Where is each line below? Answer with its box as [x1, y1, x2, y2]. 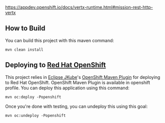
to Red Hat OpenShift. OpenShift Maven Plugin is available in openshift [5, 79, 150, 85]
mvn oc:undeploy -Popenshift [5, 113, 66, 118]
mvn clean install [5, 47, 43, 52]
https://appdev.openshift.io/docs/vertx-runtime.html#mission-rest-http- [5, 5, 153, 10]
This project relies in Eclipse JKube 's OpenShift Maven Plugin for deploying [5, 74, 160, 80]
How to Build [5, 24, 46, 33]
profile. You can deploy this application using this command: [5, 85, 129, 91]
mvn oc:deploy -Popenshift [5, 94, 61, 99]
